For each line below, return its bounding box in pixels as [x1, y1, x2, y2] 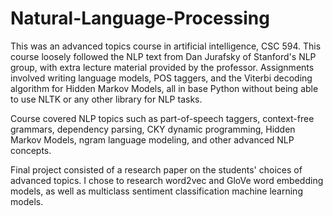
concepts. [10, 144, 52, 156]
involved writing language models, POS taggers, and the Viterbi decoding [10, 72, 313, 84]
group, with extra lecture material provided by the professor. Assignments [10, 61, 315, 73]
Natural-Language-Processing [10, 7, 270, 30]
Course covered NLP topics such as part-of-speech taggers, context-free [10, 112, 315, 124]
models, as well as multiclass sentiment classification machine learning [10, 185, 303, 197]
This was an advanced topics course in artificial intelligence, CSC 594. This [10, 40, 322, 52]
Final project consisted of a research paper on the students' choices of [10, 163, 303, 176]
